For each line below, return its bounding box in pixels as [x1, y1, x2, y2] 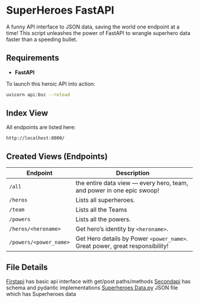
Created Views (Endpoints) [6, 151, 108, 161]
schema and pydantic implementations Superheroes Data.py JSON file [6, 284, 178, 291]
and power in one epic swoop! [75, 186, 160, 194]
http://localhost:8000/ [6, 135, 65, 141]
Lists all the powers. [75, 215, 131, 224]
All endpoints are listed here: [6, 124, 76, 131]
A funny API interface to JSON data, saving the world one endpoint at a [6, 23, 180, 30]
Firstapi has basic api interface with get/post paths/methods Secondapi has [6, 278, 191, 285]
